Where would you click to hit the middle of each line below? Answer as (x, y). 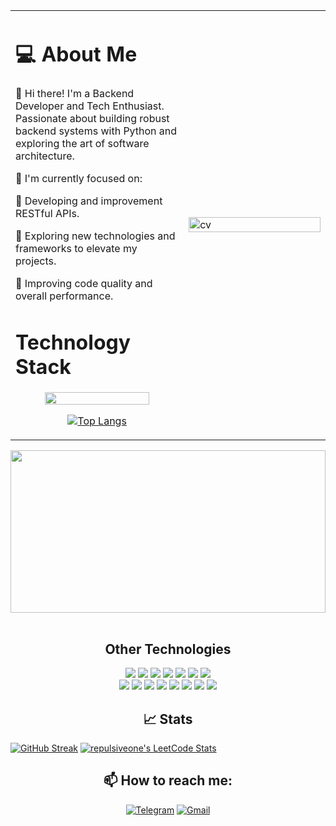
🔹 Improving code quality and (84, 284)
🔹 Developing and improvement (89, 201)
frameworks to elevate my (76, 249)
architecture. (45, 156)
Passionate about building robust (92, 119)
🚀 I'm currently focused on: (79, 179)
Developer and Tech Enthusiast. (90, 106)
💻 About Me (76, 54)
